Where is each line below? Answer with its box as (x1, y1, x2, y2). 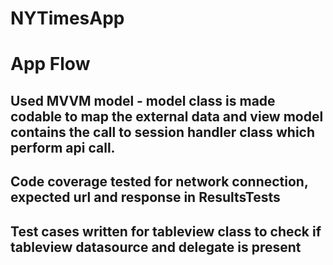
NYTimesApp (10, 7, 125, 30)
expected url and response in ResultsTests (10, 189, 281, 206)
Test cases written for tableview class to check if (10, 223, 322, 240)
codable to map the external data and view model (10, 108, 324, 125)
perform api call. (10, 139, 116, 156)
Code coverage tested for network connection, (10, 173, 309, 191)
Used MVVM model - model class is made (10, 92, 276, 109)
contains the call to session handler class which (10, 123, 316, 141)
